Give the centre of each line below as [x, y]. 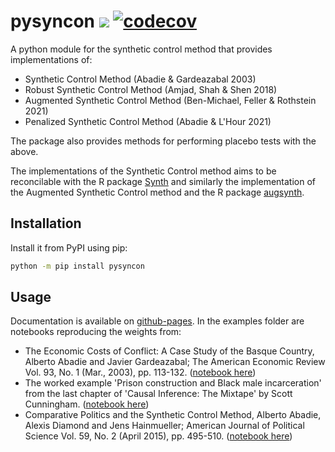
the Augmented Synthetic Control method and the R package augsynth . [157, 192]
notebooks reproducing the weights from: [96, 332]
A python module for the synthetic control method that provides [141, 49]
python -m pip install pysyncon [77, 266]
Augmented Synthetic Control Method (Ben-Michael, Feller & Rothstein [170, 100]
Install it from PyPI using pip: [69, 247]
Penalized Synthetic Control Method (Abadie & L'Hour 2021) [148, 121]
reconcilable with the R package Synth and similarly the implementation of [163, 181]
